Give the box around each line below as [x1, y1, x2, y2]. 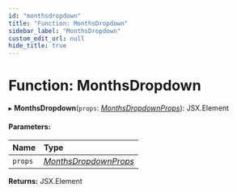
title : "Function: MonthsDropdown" [8, 19, 129, 27]
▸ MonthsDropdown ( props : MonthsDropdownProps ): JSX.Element [8, 103, 229, 113]
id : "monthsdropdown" [8, 11, 82, 20]
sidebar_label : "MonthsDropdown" [8, 27, 121, 35]
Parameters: [8, 122, 51, 131]
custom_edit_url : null [8, 34, 85, 43]
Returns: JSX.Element [8, 177, 83, 186]
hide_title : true [8, 42, 67, 50]
